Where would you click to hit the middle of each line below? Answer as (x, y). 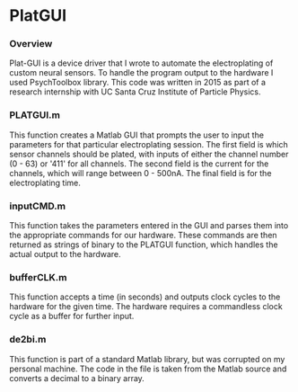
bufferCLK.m (38, 277)
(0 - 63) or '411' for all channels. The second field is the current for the (139, 164)
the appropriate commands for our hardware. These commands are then (143, 236)
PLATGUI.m (35, 115)
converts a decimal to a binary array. (77, 378)
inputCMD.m (37, 206)
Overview (31, 44)
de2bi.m (28, 340)
